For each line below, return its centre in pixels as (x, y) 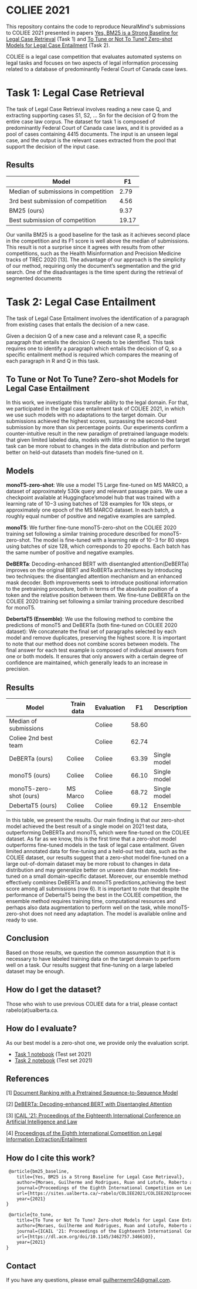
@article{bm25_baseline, (39, 1172)
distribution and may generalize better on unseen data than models (87, 870)
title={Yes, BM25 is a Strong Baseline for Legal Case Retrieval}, (101, 1177)
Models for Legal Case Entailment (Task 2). (58, 45)
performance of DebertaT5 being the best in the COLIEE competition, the (94, 895)
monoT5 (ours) (30, 776)
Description (171, 708)
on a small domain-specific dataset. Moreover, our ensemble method (105, 876)
